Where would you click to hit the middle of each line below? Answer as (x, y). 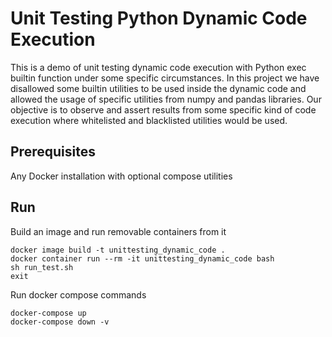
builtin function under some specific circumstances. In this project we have (165, 78)
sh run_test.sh (42, 267)
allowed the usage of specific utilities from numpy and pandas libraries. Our (166, 99)
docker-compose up (48, 313)
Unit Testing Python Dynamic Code (159, 18)
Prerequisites (53, 152)
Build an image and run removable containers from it (118, 231)
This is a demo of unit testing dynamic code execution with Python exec (158, 67)
